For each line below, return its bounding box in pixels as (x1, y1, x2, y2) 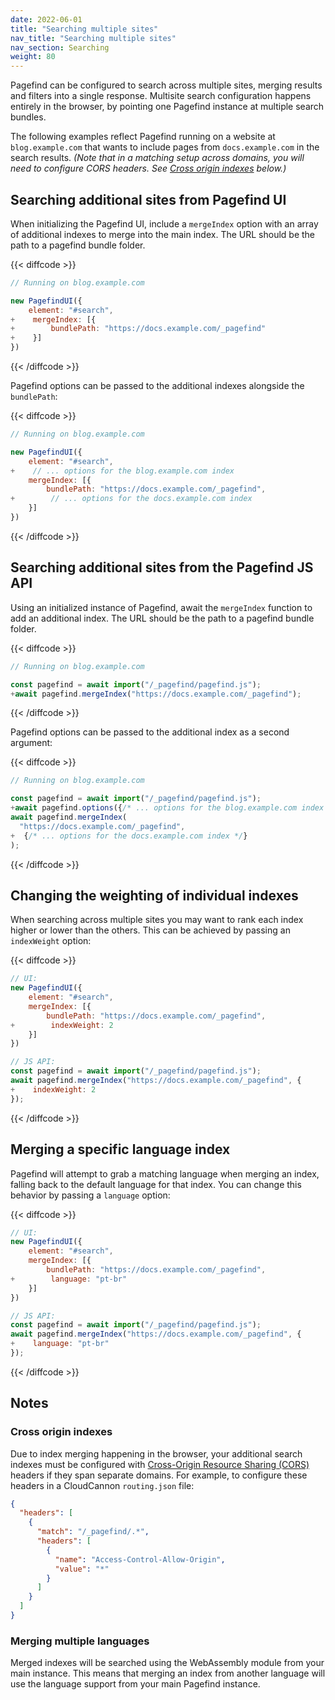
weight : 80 (10, 52, 56, 62)
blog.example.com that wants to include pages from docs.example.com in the (10, 141, 320, 153)
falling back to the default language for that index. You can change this (10, 1178, 302, 1190)
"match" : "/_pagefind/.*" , (36, 1527, 150, 1537)
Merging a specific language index (10, 1141, 231, 1158)
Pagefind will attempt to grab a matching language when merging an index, (10, 1167, 320, 1180)
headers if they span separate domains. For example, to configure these (10, 1469, 308, 1481)
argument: (10, 737, 53, 749)
